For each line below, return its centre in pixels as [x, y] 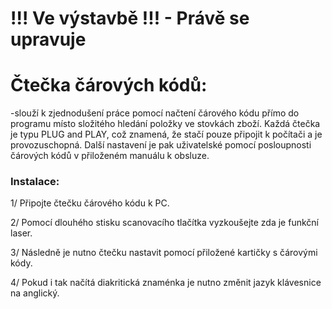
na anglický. [35, 293]
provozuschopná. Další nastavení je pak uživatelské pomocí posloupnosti [161, 145]
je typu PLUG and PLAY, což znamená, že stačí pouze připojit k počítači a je [166, 134]
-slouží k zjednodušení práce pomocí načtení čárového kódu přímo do [155, 113]
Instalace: [35, 182]
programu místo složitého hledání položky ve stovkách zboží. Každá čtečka [165, 124]
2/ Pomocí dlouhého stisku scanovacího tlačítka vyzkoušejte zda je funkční [164, 223]
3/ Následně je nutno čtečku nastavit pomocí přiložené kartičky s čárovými [164, 253]
